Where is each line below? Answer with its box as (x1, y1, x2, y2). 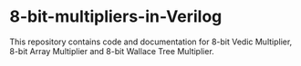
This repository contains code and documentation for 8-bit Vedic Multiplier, (9, 36, 293, 47)
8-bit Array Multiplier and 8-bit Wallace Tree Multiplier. (9, 45, 214, 56)
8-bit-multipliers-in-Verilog (9, 6, 223, 27)
